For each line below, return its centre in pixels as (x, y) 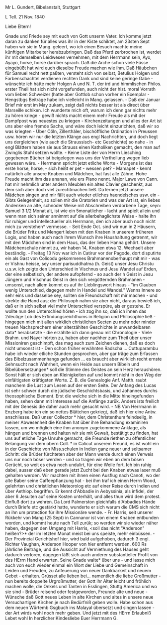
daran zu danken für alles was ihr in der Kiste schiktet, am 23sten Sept (78, 41)
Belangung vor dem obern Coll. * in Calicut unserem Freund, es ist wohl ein (82, 443)
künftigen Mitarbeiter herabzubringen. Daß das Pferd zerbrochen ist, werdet (83, 52)
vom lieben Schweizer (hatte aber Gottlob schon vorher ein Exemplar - (78, 94)
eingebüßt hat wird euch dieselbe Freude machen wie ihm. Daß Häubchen (81, 68)
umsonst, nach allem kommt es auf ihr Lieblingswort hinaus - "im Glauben (81, 285)
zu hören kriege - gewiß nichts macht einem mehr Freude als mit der (75, 116)
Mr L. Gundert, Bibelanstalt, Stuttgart (43, 7)
